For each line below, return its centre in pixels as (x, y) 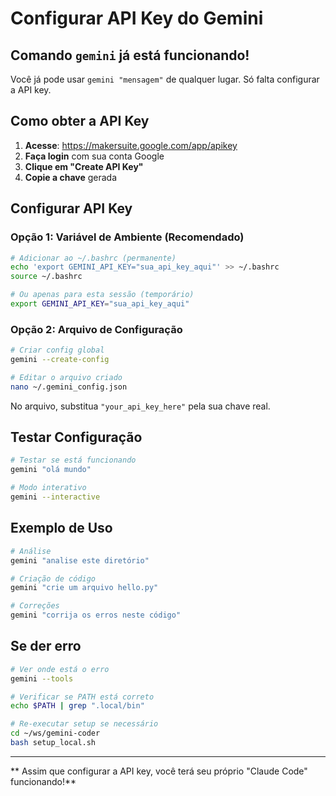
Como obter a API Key (80, 121)
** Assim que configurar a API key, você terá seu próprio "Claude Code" (159, 771)
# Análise (31, 551)
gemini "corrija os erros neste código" (96, 615)
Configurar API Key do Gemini (137, 18)
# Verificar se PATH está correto (82, 697)
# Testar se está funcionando (73, 460)
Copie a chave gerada (71, 177)
